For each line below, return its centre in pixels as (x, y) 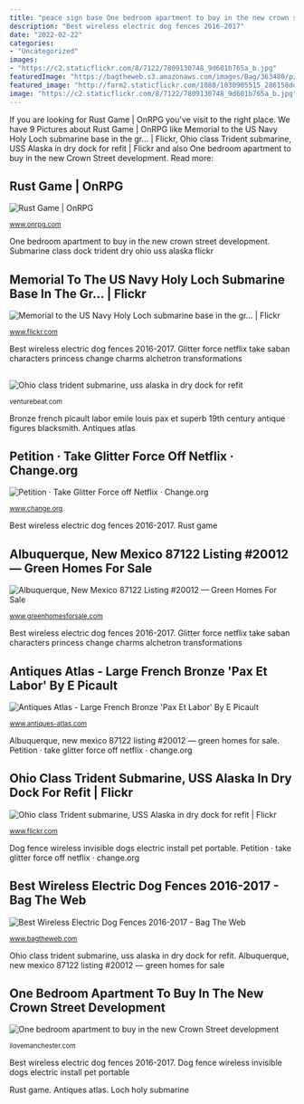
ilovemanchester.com (43, 1046)
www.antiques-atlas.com (48, 724)
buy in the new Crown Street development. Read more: (112, 158)
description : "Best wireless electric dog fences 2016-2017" (127, 26)
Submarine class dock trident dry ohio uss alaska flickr (112, 251)
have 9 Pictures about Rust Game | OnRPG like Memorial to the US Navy (144, 129)
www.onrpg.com (35, 225)
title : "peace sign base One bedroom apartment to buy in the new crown (149, 18)
